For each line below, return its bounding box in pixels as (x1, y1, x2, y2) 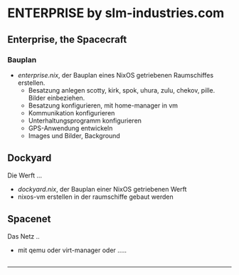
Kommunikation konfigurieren (28, 108, 115, 117)
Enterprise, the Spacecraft (7, 33, 127, 46)
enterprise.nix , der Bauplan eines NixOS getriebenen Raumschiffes (17, 71, 214, 79)
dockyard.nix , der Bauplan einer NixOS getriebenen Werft (17, 185, 187, 193)
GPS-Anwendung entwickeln (28, 123, 113, 133)
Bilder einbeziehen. (28, 93, 85, 102)
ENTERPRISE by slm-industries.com (7, 5, 225, 21)
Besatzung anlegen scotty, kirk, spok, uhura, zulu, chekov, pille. (28, 85, 216, 94)
